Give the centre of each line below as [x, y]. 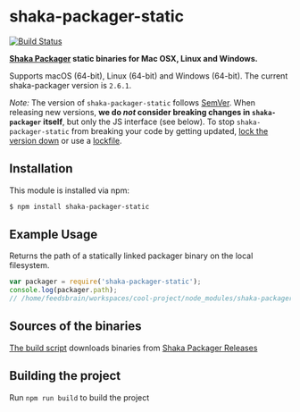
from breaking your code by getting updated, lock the [170, 130]
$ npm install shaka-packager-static [79, 206]
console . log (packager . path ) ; [63, 290]
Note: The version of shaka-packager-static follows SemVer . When [133, 102]
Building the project [65, 376]
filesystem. [29, 265]
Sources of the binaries [75, 327]
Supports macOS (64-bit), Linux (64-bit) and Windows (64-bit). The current [149, 76]
